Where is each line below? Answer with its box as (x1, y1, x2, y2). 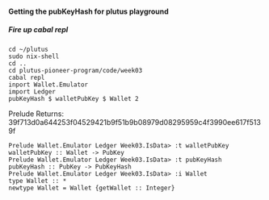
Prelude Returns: (8, 109, 65, 119)
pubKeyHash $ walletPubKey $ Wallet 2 (8, 94, 139, 102)
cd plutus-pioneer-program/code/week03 (8, 66, 143, 74)
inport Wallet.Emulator (8, 81, 89, 89)
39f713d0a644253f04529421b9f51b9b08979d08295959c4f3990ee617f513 (8, 117, 261, 127)
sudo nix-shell (8, 52, 60, 60)
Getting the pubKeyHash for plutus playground (8, 6, 169, 16)
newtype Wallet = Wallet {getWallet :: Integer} (8, 184, 175, 192)
